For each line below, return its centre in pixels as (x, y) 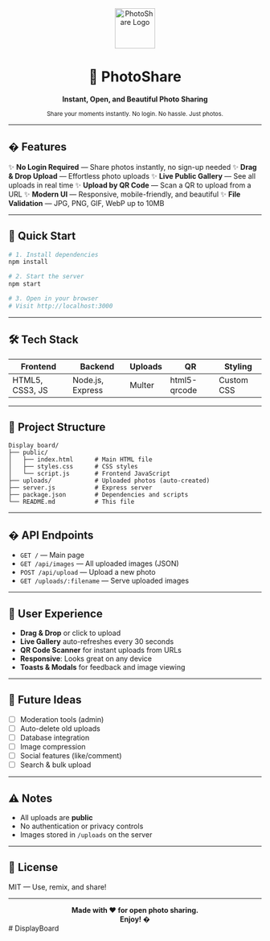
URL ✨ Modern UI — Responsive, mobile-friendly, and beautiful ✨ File (125, 194)
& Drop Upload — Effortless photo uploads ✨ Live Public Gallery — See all (132, 175)
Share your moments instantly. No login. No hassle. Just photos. (135, 113)
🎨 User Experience (55, 614)
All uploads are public (56, 818)
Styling (238, 366)
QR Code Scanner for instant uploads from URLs (101, 650)
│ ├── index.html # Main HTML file (80, 460)
